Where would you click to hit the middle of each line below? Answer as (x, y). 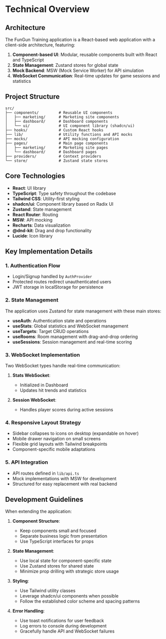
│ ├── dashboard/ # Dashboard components (57, 121)
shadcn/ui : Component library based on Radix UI (63, 204)
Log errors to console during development (63, 626)
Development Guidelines (44, 499)
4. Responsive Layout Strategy (43, 422)
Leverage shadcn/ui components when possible (69, 596)
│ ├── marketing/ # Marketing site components (62, 117)
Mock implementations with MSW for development (64, 478)
